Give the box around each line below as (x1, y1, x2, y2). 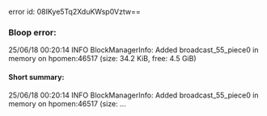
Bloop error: (8, 27, 57, 38)
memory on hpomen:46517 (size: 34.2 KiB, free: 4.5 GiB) (8, 54, 197, 64)
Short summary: (8, 72, 65, 81)
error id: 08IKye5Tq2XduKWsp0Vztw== (8, 7, 141, 16)
